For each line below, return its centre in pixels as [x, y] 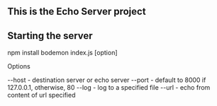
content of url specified [41, 95]
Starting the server [50, 36]
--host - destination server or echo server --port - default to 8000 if [107, 80]
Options [19, 66]
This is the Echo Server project [77, 12]
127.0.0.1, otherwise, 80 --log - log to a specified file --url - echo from [109, 88]
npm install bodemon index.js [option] [63, 53]
